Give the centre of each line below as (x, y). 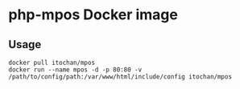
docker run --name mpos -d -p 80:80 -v (75, 70)
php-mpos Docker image (93, 15)
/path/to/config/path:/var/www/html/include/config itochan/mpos (120, 77)
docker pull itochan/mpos (52, 63)
